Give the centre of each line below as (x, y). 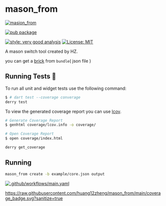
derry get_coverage (25, 147)
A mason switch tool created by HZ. (41, 51)
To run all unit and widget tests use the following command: (66, 88)
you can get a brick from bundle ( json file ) (48, 61)
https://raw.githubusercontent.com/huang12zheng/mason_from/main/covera (83, 193)
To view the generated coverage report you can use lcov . (63, 111)
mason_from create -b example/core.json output (55, 174)
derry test (16, 102)
